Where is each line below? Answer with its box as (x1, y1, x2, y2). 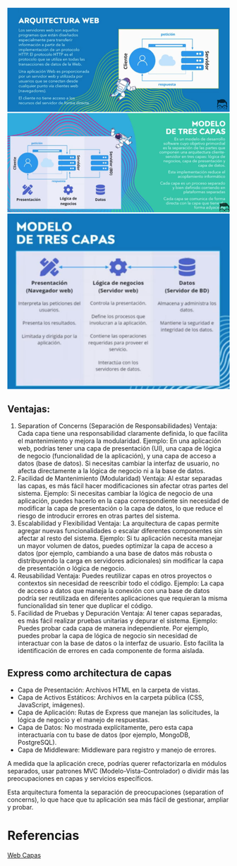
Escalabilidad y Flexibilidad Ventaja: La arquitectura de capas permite (17, 519, 220, 527)
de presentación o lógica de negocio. (17, 564, 126, 573)
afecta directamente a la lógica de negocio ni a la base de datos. (17, 467, 206, 475)
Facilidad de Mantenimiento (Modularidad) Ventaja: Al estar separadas (17, 474, 222, 483)
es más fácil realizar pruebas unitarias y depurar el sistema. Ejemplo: (17, 616, 218, 625)
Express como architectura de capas (7, 667, 172, 679)
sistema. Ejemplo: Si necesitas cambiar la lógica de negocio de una (17, 489, 213, 498)
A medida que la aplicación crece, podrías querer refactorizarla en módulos (7, 759, 227, 767)
